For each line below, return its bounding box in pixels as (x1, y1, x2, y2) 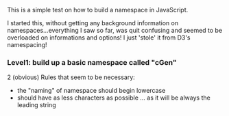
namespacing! (7, 41, 47, 48)
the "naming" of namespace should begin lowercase (16, 87, 166, 95)
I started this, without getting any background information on (7, 19, 179, 27)
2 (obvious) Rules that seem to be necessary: (7, 73, 135, 81)
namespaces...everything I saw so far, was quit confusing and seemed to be (7, 27, 223, 34)
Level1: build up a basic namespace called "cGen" (7, 57, 177, 67)
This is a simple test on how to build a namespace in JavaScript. (7, 6, 189, 14)
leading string (16, 101, 56, 109)
